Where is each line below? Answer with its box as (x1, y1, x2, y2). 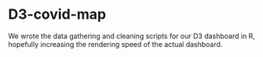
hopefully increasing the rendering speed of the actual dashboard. (8, 39, 223, 48)
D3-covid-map (8, 5, 107, 23)
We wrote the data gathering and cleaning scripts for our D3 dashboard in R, (8, 31, 255, 41)
